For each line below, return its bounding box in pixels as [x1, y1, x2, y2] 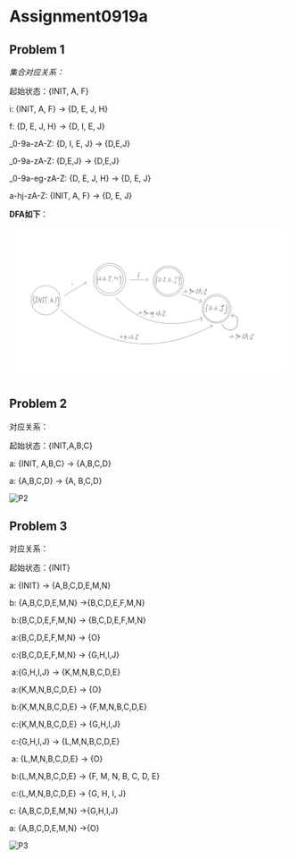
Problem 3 [9, 518, 68, 533]
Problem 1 [9, 42, 65, 57]
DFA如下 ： [9, 208, 49, 219]
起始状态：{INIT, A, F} [9, 86, 89, 96]
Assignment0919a [9, 6, 149, 27]
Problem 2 [9, 396, 68, 412]
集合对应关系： [9, 67, 64, 77]
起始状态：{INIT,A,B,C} [9, 440, 94, 451]
